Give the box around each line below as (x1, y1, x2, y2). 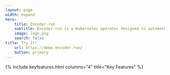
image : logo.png (14, 31, 49, 36)
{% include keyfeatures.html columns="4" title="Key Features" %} (5, 64, 144, 70)
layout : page (5, 7, 33, 13)
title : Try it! (5, 41, 37, 46)
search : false (14, 36, 44, 41)
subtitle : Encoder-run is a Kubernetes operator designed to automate (14, 26, 166, 31)
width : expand (5, 12, 35, 17)
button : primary (14, 50, 49, 55)
